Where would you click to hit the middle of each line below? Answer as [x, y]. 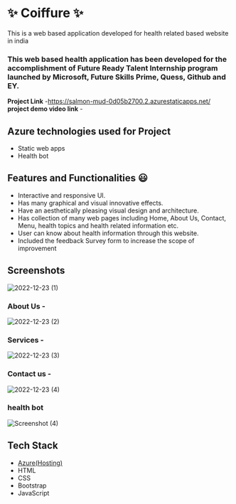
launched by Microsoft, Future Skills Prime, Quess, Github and [117, 77]
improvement [37, 248]
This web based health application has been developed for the [117, 59]
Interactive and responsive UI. [61, 195]
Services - [26, 340]
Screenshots [36, 270]
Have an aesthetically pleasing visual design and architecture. [108, 210]
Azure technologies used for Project [89, 131]
